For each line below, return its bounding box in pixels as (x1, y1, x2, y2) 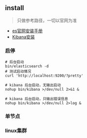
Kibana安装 (12, 34, 35, 39)
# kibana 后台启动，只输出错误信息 (5, 97, 69, 101)
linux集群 (5, 127, 27, 134)
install (5, 4, 24, 12)
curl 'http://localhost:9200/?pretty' (5, 73, 84, 79)
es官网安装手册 (12, 28, 43, 34)
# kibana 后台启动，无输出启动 (5, 83, 61, 88)
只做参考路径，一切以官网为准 (17, 17, 77, 23)
